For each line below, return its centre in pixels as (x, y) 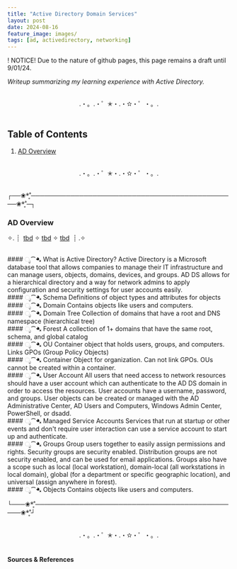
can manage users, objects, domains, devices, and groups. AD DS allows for (118, 275)
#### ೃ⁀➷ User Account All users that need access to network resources (117, 376)
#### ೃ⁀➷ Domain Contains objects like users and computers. (100, 305)
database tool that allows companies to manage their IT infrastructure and (115, 267)
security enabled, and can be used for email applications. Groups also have (117, 460)
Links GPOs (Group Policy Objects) (58, 352)
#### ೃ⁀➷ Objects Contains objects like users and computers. (100, 490)
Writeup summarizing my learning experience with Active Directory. (106, 81)
